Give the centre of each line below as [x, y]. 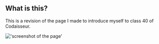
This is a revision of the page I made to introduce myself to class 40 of [79, 20]
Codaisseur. [18, 26]
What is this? [27, 8]
